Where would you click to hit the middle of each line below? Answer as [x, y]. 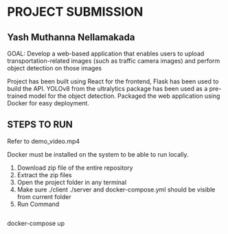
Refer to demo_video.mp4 [44, 141]
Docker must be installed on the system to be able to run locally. [98, 154]
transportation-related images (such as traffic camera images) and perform [114, 61]
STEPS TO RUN [40, 125]
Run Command [38, 204]
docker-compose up [36, 223]
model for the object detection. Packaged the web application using [124, 96]
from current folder [44, 196]
